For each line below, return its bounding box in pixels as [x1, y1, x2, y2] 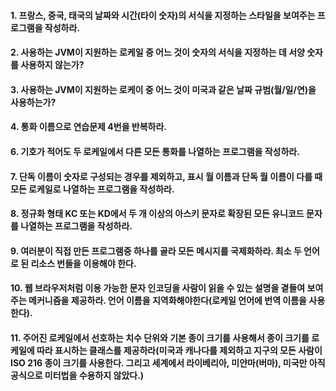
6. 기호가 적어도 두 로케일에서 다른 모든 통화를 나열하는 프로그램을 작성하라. [10, 145, 300, 157]
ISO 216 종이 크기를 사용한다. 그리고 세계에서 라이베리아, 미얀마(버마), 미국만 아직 [10, 356, 326, 369]
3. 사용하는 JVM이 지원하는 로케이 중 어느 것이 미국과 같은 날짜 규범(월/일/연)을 [10, 83, 317, 95]
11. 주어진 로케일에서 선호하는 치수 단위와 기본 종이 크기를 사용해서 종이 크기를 [10, 331, 310, 344]
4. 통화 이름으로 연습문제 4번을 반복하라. [10, 121, 168, 133]
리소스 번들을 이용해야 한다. [30, 257, 137, 269]
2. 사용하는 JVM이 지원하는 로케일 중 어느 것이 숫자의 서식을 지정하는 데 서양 [10, 46, 305, 59]
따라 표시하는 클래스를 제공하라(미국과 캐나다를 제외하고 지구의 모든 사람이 [36, 344, 323, 356]
